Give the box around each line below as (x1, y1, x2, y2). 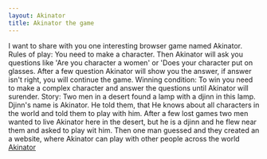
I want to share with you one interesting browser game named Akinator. (8, 41, 243, 50)
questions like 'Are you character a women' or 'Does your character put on (8, 57, 253, 68)
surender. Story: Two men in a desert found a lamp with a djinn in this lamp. (8, 91, 257, 101)
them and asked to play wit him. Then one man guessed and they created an (8, 125, 260, 135)
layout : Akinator (8, 11, 66, 20)
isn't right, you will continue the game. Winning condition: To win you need (8, 75, 253, 84)
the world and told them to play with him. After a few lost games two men (8, 108, 249, 118)
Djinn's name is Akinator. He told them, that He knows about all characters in (8, 100, 260, 110)
